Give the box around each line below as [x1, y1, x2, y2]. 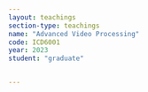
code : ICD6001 [8, 37, 61, 47]
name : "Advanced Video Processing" [8, 29, 140, 38]
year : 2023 [8, 46, 49, 55]
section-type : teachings [8, 21, 100, 30]
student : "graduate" [8, 54, 85, 63]
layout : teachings [8, 12, 76, 22]
